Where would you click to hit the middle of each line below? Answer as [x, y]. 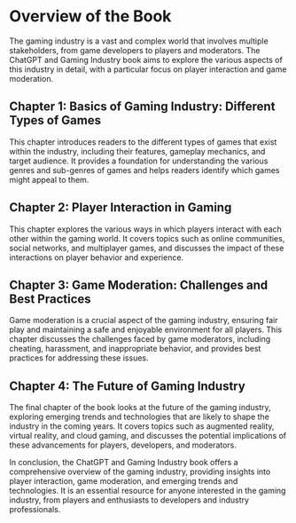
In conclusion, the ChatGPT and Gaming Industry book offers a [124, 463]
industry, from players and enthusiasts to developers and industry [129, 500]
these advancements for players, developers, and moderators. [123, 445]
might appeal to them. [49, 179]
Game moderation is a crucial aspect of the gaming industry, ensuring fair [144, 321]
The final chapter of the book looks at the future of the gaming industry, [140, 408]
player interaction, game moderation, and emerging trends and [124, 481]
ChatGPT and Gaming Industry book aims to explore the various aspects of [146, 59]
